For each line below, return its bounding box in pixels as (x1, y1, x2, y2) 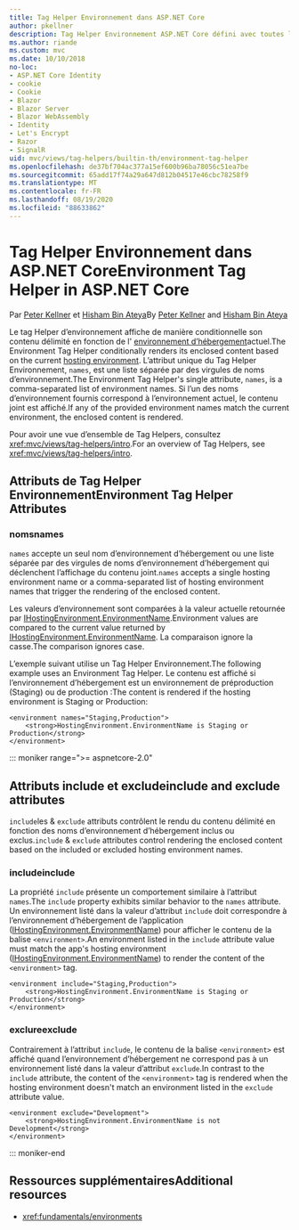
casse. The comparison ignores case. (9, 641, 145, 652)
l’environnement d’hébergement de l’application (9, 915, 184, 926)
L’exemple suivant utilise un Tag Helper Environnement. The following (9, 658, 262, 669)
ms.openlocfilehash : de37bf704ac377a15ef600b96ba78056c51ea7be (9, 162, 249, 171)
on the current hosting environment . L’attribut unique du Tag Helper (9, 354, 257, 365)
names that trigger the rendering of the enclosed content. (9, 586, 221, 597)
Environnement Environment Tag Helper (9, 487, 234, 503)
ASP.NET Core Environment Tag (9, 260, 246, 281)
